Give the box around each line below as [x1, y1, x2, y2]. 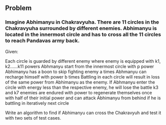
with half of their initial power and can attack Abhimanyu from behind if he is [5, 95, 161, 101]
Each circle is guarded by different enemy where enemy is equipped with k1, [5, 58, 161, 64]
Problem [5, 4, 32, 12]
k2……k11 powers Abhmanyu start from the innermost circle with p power [5, 63, 155, 69]
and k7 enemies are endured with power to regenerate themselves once [5, 89, 152, 95]
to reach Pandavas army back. [5, 37, 80, 44]
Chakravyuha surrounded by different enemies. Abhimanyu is [5, 25, 157, 32]
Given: [5, 48, 18, 54]
